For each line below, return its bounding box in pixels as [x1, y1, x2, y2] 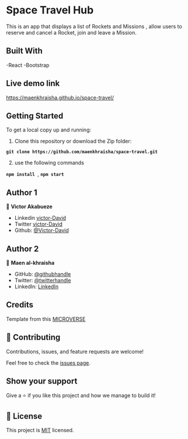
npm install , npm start [6, 171, 64, 178]
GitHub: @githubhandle [14, 271, 71, 278]
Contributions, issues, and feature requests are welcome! [6, 348, 144, 355]
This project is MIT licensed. [6, 427, 74, 434]
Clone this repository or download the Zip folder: [14, 138, 132, 145]
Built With [6, 46, 43, 56]
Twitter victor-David [14, 220, 63, 228]
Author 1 [6, 188, 38, 198]
